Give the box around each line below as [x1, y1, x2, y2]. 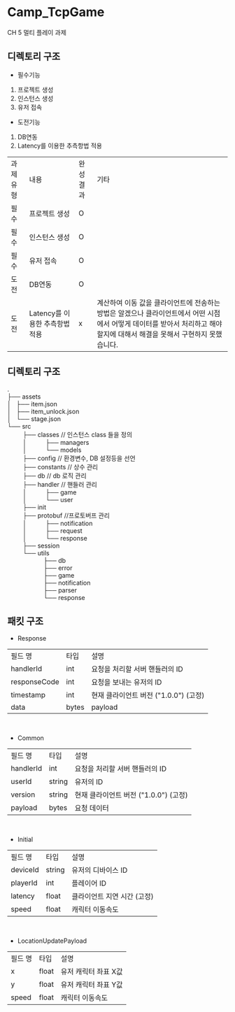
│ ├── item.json [7, 399, 57, 408]
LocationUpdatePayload [17, 936, 87, 945]
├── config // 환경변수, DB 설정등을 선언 [22, 454, 136, 462]
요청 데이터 [74, 804, 110, 813]
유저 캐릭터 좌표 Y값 [60, 980, 123, 990]
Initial [17, 835, 34, 843]
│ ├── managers [22, 438, 90, 446]
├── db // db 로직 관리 [22, 471, 87, 480]
